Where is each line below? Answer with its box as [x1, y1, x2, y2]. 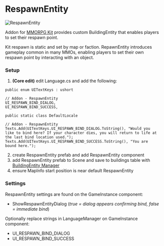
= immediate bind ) [12, 206, 50, 212]
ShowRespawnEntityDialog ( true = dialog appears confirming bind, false [12, 201, 160, 207]
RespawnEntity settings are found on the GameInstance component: [5, 191, 143, 197]
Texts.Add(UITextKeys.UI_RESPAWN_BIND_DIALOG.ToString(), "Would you [5, 126, 151, 131]
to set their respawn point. [5, 34, 58, 40]
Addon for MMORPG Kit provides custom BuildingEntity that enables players [5, 29, 159, 35]
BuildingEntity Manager [12, 162, 60, 168]
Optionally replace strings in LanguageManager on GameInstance [5, 215, 138, 221]
